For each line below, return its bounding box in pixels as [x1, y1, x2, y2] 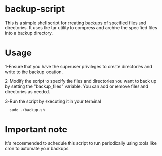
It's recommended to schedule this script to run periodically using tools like [5, 140, 157, 146]
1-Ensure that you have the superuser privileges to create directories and [5, 63, 153, 69]
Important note [5, 124, 68, 135]
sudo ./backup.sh [9, 107, 45, 112]
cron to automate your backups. [5, 145, 70, 151]
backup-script [5, 3, 65, 15]
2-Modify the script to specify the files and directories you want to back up [5, 78, 157, 84]
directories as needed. [5, 88, 50, 94]
